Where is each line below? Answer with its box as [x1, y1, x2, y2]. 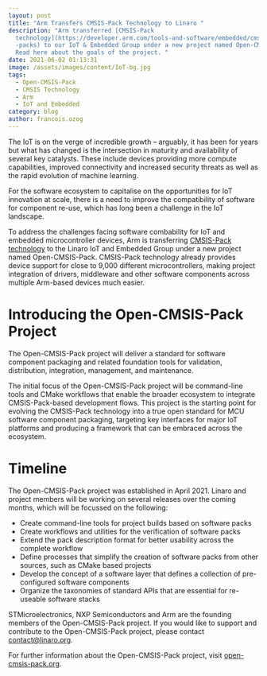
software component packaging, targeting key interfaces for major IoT [8, 414, 238, 424]
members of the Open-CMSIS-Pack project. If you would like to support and [8, 618, 257, 627]
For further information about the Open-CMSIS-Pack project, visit [8, 650, 222, 660]
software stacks [47, 594, 101, 604]
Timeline [8, 460, 68, 477]
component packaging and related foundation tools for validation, [8, 357, 222, 367]
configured [19, 577, 56, 587]
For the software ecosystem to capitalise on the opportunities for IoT [8, 186, 233, 196]
